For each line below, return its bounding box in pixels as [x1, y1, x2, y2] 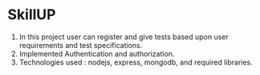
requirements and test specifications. [18, 40, 143, 49]
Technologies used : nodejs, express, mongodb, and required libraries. [18, 57, 254, 67]
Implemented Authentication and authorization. [18, 49, 175, 58]
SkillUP [7, 6, 56, 24]
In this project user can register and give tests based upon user [18, 32, 230, 41]
